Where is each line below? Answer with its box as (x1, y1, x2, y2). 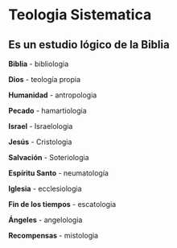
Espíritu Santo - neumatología (8, 168, 109, 178)
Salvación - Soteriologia (8, 153, 90, 162)
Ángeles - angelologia (8, 215, 83, 225)
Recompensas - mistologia (8, 231, 99, 240)
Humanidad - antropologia (8, 90, 97, 100)
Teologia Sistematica (8, 6, 152, 24)
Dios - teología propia (8, 75, 81, 84)
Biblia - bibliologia (8, 59, 69, 68)
